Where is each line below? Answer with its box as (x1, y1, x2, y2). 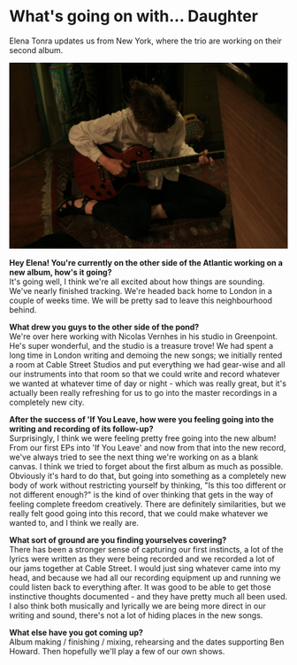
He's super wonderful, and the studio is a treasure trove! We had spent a (9, 340, 274, 351)
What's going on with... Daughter (9, 6, 259, 27)
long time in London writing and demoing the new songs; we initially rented (9, 350, 283, 360)
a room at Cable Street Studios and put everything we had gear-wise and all (9, 359, 286, 369)
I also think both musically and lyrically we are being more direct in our (9, 600, 267, 611)
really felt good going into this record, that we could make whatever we (9, 507, 269, 519)
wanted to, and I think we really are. (9, 517, 140, 528)
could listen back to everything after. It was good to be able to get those (9, 582, 271, 592)
